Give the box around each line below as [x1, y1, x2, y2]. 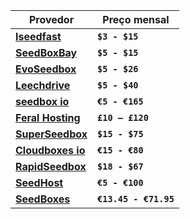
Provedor [28, 13, 75, 26]
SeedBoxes [15, 192, 71, 206]
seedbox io [15, 95, 70, 108]
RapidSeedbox [15, 160, 87, 173]
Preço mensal [102, 13, 170, 26]
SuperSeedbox [15, 127, 88, 141]
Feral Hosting [15, 111, 81, 124]
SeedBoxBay [15, 46, 78, 59]
